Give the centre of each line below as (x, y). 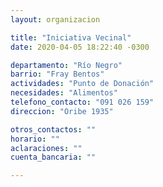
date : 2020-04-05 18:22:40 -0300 (80, 47)
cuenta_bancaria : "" (53, 157)
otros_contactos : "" (53, 129)
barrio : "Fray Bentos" (57, 74)
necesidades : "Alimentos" (64, 93)
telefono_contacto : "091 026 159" (82, 102)
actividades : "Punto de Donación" (82, 84)
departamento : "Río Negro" (66, 65)
